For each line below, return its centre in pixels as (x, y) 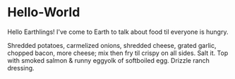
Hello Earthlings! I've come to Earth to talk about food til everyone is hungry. (118, 32)
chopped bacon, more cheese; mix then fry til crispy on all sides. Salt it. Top (118, 53)
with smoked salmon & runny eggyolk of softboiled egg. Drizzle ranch (109, 60)
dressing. (21, 68)
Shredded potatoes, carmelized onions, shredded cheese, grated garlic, (112, 45)
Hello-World (44, 12)
